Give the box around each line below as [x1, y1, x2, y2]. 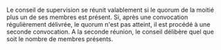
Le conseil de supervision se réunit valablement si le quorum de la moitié [6, 6, 214, 14]
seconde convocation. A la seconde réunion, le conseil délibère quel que [6, 27, 214, 36]
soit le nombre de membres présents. [6, 35, 114, 43]
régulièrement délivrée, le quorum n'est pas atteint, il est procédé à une [6, 21, 211, 28]
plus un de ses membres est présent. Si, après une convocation [6, 13, 188, 21]
